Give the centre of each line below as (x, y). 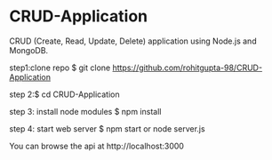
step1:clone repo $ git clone (60, 68)
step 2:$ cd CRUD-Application (64, 94)
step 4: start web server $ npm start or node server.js (108, 128)
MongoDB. (29, 50)
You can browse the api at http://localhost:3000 (97, 146)
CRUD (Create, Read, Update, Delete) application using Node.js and (133, 41)
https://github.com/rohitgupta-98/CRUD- (188, 68)
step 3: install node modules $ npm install (85, 111)
